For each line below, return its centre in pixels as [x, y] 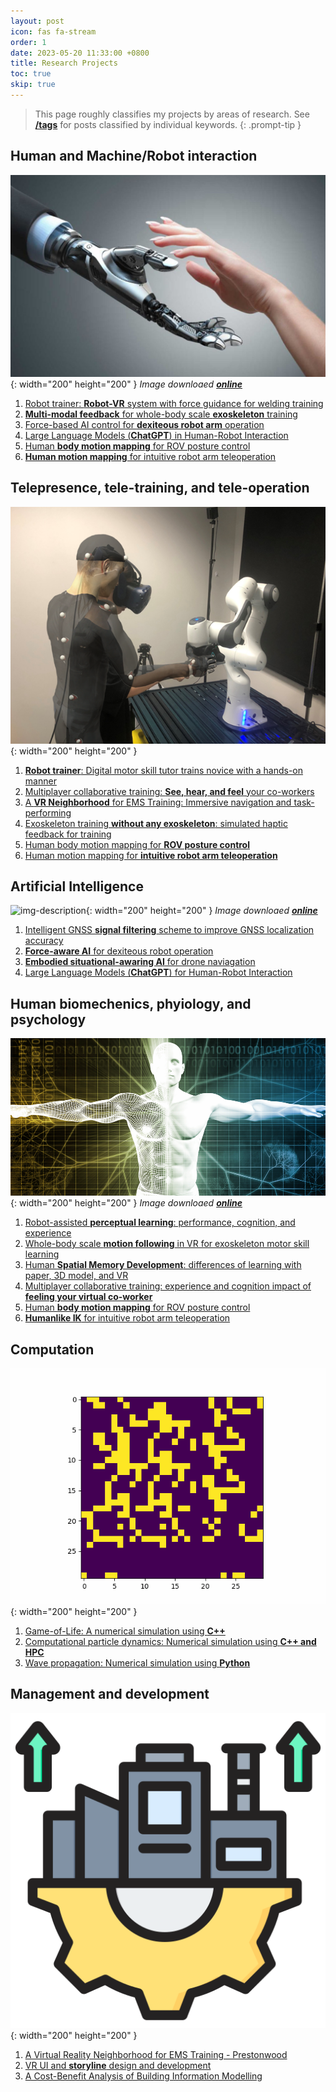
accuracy [44, 941]
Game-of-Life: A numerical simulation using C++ [125, 1631]
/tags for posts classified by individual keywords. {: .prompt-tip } [168, 124]
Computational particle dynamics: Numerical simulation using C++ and [170, 1642]
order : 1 [28, 42]
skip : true [33, 85]
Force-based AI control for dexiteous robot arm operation [144, 425]
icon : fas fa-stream [53, 31]
